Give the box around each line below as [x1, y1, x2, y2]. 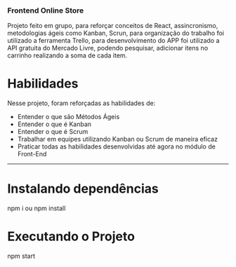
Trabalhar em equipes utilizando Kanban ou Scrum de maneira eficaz [17, 135, 218, 144]
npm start [7, 252, 36, 261]
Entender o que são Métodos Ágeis [17, 113, 120, 121]
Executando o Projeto [7, 228, 136, 245]
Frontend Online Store [7, 6, 84, 15]
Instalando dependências [7, 181, 159, 197]
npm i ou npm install [7, 204, 66, 212]
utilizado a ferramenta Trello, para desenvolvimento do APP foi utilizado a [7, 36, 220, 45]
